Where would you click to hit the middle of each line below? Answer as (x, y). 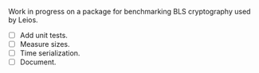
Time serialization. (50, 53)
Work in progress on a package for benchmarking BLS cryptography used (129, 12)
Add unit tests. (43, 35)
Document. (38, 62)
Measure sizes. (45, 44)
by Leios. (23, 20)
